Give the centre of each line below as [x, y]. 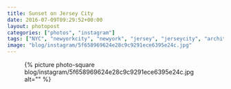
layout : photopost [33, 26]
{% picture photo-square [59, 65]
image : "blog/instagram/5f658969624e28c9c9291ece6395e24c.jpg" [100, 45]
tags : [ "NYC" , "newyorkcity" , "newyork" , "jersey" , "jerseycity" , [104, 39]
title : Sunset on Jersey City [51, 13]
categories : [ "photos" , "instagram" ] [61, 33]
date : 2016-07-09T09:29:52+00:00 [55, 20]
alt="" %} [38, 79]
